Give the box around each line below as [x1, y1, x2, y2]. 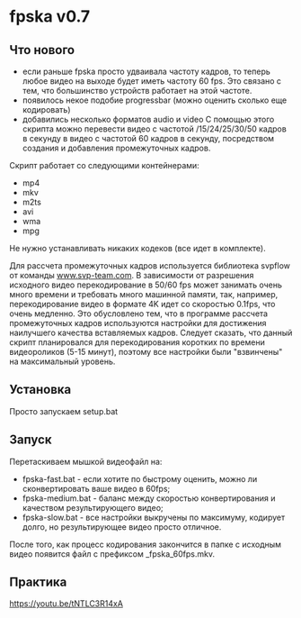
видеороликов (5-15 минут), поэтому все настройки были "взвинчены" [9, 347, 283, 357]
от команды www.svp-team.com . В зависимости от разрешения [9, 270, 254, 280]
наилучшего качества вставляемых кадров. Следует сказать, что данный [9, 327, 293, 338]
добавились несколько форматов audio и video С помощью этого [22, 114, 275, 124]
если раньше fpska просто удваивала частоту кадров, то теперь [22, 66, 271, 77]
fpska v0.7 [9, 6, 91, 27]
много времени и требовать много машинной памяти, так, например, [9, 289, 279, 299]
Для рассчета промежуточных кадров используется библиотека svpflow [9, 260, 290, 271]
